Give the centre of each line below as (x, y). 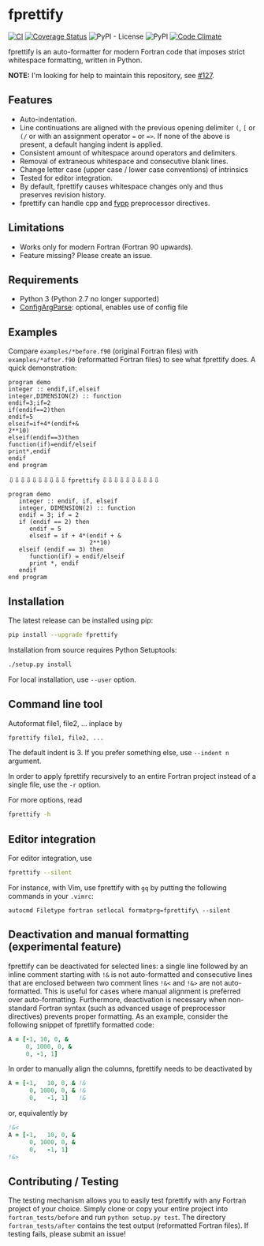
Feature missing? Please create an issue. (86, 255)
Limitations (36, 228)
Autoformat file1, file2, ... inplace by (65, 723)
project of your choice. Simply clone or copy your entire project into (118, 1209)
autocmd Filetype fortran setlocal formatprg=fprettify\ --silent (119, 911)
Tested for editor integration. (66, 178)
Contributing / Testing (64, 1181)
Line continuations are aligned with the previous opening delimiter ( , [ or (138, 127)
